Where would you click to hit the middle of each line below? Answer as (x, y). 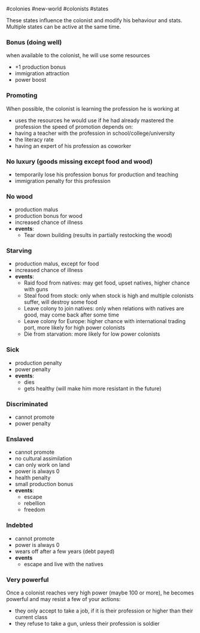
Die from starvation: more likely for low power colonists (92, 334)
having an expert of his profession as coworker (73, 146)
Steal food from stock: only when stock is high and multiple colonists (109, 296)
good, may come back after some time (72, 315)
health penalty (33, 478)
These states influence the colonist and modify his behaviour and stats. (94, 20)
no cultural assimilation (43, 459)
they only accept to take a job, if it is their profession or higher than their (104, 611)
